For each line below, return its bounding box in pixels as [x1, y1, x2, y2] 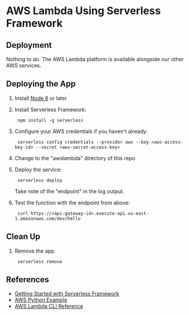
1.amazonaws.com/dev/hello [14, 215, 81, 221]
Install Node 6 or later [14, 94, 67, 101]
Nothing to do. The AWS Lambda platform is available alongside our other [6, 56, 184, 62]
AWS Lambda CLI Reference [14, 303, 83, 310]
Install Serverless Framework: [14, 106, 87, 113]
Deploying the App [6, 79, 76, 89]
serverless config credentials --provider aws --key [17, 139, 149, 145]
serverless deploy [17, 177, 63, 183]
